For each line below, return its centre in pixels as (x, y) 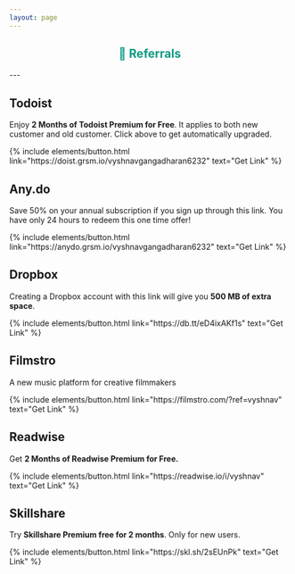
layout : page (33, 17)
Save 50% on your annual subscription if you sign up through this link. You (146, 211)
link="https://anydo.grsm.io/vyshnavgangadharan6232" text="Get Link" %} (148, 247)
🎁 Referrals (150, 54)
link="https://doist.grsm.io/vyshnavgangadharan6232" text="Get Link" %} (146, 161)
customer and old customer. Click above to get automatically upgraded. (140, 134)
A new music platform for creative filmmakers (93, 382)
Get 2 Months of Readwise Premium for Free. (94, 458)
